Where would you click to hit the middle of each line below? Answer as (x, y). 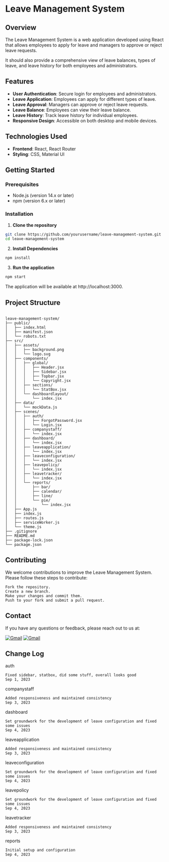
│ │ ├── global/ (27, 363)
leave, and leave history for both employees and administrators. (71, 66)
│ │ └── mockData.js (31, 407)
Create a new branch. (28, 591)
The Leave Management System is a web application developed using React (84, 40)
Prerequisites (22, 184)
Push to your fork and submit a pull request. (55, 600)
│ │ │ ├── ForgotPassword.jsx (44, 420)
